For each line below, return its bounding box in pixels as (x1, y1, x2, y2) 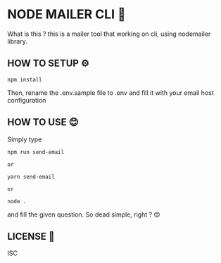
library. (7, 37, 28, 45)
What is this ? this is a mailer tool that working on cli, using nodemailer (7, 30, 211, 38)
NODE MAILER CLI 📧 (7, 6, 126, 23)
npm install (7, 76, 42, 83)
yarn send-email (7, 173, 55, 180)
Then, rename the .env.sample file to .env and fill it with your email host (7, 88, 215, 97)
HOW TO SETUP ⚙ (7, 58, 89, 70)
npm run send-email (7, 148, 65, 155)
